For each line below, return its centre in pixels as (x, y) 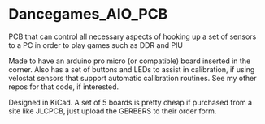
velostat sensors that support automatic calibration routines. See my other (132, 78)
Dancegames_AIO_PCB (88, 14)
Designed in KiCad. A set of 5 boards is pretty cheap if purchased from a (130, 102)
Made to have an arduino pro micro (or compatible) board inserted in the (130, 61)
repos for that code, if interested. (64, 87)
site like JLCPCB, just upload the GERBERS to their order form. (113, 111)
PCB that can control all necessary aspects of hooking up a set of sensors (132, 36)
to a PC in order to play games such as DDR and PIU (96, 45)
